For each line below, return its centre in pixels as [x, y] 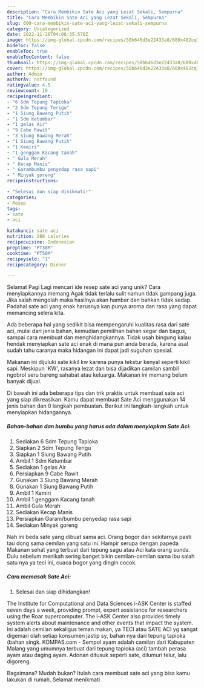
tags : [14, 209]
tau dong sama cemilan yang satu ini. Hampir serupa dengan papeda [93, 543]
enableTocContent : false [38, 57]
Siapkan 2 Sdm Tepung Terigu [53, 448]
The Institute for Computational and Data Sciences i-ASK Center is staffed [99, 604]
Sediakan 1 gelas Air [41, 468]
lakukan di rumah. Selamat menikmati [54, 680]
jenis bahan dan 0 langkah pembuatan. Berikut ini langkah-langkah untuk [98, 406]
